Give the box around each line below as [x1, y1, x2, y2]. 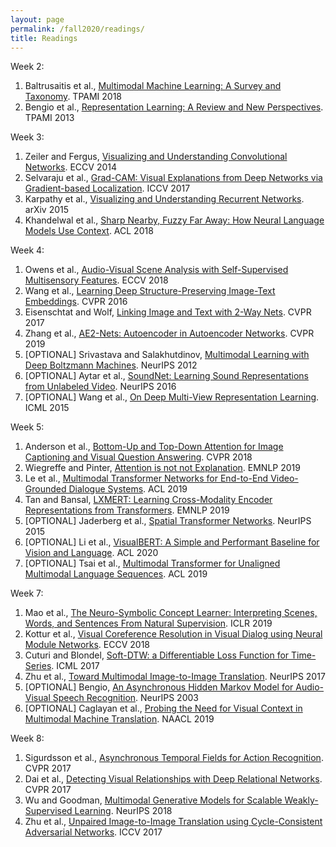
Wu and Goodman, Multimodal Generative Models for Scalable [24, 794, 283, 806]
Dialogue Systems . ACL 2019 [68, 483, 188, 495]
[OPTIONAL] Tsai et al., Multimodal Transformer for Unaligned [24, 557, 281, 570]
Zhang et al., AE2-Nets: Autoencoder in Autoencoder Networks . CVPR [24, 327, 315, 340]
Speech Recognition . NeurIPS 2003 [52, 692, 199, 704]
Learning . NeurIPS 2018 [74, 805, 173, 817]
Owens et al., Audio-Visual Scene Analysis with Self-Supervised [24, 264, 289, 276]
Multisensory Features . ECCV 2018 [24, 274, 169, 286]
